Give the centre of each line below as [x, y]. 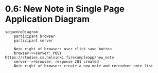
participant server [34, 40]
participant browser [35, 36]
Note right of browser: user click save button [63, 49]
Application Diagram [47, 19]
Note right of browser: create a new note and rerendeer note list [83, 66]
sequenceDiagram [21, 32]
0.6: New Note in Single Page [65, 9]
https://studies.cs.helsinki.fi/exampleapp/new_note [60, 57]
